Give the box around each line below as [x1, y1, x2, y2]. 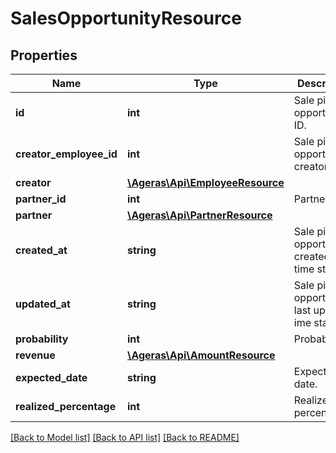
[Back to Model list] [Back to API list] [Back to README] [10, 432, 240, 443]
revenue [15, 348, 56, 362]
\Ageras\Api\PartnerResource [126, 208, 273, 222]
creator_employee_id [15, 147, 118, 161]
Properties [10, 47, 78, 64]
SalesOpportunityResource [10, 7, 242, 30]
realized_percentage [15, 400, 117, 413]
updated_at [15, 297, 71, 311]
